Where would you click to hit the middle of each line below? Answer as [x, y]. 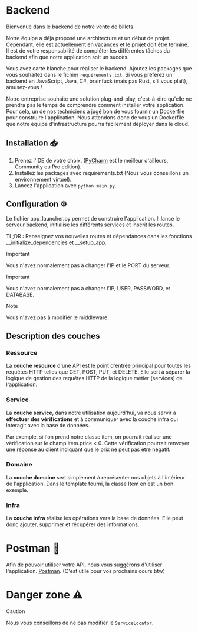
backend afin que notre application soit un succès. [67, 57]
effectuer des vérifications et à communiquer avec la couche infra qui [92, 419]
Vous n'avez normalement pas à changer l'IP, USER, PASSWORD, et [88, 288]
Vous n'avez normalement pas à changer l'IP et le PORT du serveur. [88, 265]
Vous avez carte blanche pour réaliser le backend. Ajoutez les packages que [99, 68]
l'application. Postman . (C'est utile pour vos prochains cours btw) [85, 571]
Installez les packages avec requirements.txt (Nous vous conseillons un [101, 173]
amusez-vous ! [24, 87]
